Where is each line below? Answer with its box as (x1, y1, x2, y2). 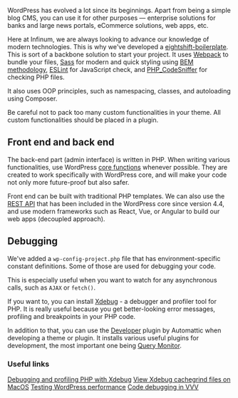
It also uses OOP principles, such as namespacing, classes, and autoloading (7, 87, 231, 95)
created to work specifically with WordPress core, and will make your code (7, 170, 227, 179)
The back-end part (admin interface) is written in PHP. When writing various (7, 155, 230, 163)
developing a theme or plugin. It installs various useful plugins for (7, 333, 200, 342)
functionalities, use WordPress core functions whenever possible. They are (7, 163, 228, 171)
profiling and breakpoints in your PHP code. (7, 312, 136, 320)
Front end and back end (7, 136, 115, 148)
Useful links (7, 359, 50, 369)
